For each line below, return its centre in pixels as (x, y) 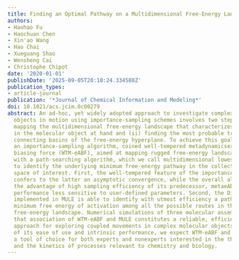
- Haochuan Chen (31, 34)
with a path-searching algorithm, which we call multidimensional (114, 160)
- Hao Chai (23, 47)
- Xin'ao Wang (28, 41)
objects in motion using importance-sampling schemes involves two (116, 120)
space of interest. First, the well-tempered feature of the (106, 173)
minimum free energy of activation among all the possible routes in (119, 206)
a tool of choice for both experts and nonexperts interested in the (119, 239)
